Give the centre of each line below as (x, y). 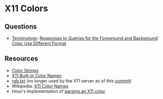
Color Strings (25, 70)
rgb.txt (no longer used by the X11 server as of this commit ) (72, 80)
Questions (21, 27)
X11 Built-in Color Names (37, 76)
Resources (21, 59)
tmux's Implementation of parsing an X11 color (58, 91)
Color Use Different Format (39, 43)
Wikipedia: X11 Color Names (40, 86)
